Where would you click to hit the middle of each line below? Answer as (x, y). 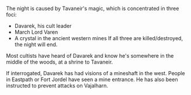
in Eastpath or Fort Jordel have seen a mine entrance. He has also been (92, 79)
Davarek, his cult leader (43, 26)
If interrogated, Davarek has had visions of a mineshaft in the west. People (95, 73)
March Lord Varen (36, 32)
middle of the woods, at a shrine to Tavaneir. (60, 62)
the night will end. (36, 44)
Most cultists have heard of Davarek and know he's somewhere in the (90, 56)
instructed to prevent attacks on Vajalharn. (57, 86)
